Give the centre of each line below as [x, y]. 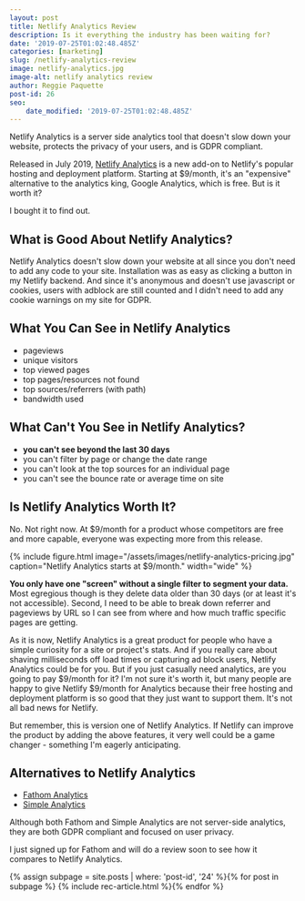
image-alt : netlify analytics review [81, 77]
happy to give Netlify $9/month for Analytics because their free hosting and [151, 688]
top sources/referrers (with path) [84, 389]
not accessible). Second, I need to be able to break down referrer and [140, 602]
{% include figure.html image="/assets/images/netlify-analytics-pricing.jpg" [152, 556]
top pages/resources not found [81, 380]
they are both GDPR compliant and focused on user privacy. [122, 832]
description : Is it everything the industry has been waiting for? [140, 35]
